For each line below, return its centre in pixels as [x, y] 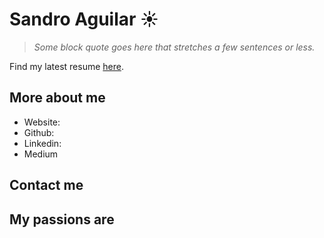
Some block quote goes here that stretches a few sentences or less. [174, 47]
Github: [39, 132]
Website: [42, 122]
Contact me [46, 185]
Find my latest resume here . [66, 66]
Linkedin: [42, 143]
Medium [41, 154]
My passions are [62, 219]
